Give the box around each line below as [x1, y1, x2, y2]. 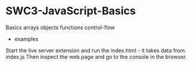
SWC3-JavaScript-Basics [5, 4, 136, 18]
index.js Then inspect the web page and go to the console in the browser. [5, 53, 187, 60]
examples [14, 35, 38, 42]
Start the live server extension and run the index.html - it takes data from [5, 46, 185, 54]
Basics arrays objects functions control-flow [5, 24, 115, 31]
